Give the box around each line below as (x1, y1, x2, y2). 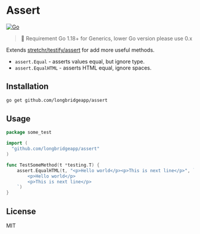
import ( (6, 141, 28, 146)
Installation (6, 82, 49, 92)
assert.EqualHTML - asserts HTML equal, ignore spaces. (14, 64, 152, 71)
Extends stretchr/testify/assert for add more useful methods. (6, 46, 155, 54)
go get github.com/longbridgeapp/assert (6, 97, 108, 103)
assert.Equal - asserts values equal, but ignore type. (14, 58, 145, 65)
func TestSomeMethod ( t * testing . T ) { (6, 162, 100, 168)
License (6, 206, 36, 216)
